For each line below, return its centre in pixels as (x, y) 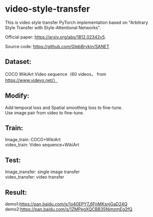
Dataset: (18, 62)
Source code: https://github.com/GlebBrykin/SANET (57, 46)
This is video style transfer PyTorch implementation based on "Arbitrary (76, 22)
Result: (16, 192)
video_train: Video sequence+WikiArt (42, 145)
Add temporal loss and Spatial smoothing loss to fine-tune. (64, 108)
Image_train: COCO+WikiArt (33, 140)
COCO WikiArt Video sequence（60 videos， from (56, 74)
